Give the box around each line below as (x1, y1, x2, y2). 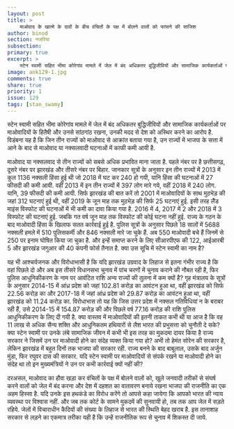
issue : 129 (7, 95, 39, 102)
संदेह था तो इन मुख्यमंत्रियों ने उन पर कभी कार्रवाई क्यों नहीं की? (7, 360, 143, 368)
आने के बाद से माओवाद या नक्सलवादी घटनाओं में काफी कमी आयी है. (7, 144, 155, 152)
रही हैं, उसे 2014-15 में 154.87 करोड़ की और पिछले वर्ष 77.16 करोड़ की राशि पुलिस (7, 305, 196, 313)
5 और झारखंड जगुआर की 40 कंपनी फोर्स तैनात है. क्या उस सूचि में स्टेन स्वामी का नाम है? (7, 243, 205, 252)
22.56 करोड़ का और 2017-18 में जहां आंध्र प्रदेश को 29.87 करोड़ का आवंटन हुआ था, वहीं (7, 289, 210, 297)
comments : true (7, 75, 52, 82)
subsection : (7, 43, 42, 50)
